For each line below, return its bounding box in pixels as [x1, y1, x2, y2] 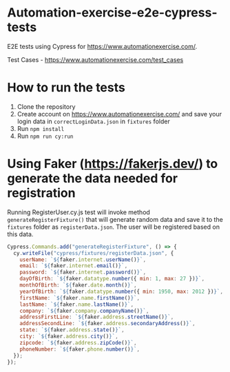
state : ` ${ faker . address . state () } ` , [19, 327, 125, 333]
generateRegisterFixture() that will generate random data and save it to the [7, 215, 224, 223]
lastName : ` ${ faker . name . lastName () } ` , [19, 301, 134, 308]
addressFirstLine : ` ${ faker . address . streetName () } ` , [19, 313, 174, 321]
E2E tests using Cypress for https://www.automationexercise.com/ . [7, 42, 198, 50]
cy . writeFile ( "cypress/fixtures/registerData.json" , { [13, 249, 174, 256]
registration [7, 185, 76, 201]
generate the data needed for [7, 171, 178, 187]
